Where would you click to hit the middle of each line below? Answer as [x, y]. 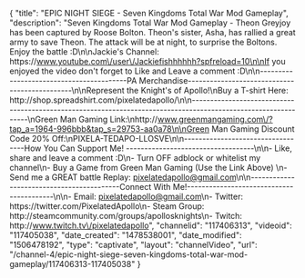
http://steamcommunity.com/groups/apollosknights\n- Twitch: [126, 216]
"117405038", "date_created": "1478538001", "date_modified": [126, 235]
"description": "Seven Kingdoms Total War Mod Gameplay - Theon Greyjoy [150, 23]
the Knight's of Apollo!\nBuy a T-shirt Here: [207, 90]
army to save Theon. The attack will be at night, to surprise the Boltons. [143, 42]
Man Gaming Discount [253, 129]
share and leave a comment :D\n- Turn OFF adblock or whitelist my [135, 158]
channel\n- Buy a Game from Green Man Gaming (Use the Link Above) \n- [148, 168]
